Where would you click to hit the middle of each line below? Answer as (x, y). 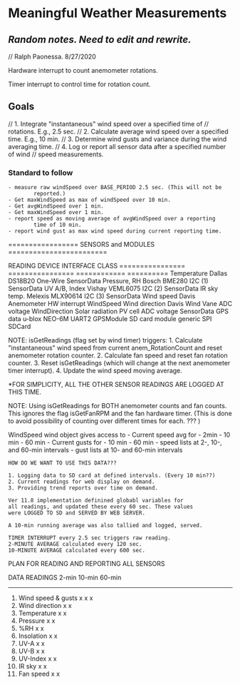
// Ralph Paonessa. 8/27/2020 (52, 56)
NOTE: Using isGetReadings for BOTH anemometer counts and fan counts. (118, 406)
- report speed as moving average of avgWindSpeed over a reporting (112, 219)
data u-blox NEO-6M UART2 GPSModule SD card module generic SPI (110, 319)
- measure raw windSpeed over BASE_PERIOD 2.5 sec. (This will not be (115, 188)
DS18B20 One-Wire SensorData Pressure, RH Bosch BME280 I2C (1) (108, 281)
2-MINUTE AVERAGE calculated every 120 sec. (75, 544)
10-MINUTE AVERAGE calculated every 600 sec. (77, 551)
